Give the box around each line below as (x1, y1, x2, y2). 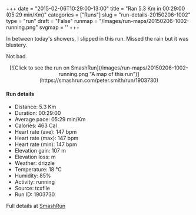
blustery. (6, 41, 28, 48)
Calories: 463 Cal (14, 122, 57, 129)
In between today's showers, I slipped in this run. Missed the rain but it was (6, 35, 189, 42)
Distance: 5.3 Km (14, 103, 57, 111)
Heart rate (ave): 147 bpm (14, 128, 77, 135)
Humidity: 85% (14, 172, 51, 179)
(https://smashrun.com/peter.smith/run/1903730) (39, 77, 159, 84)
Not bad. (6, 53, 28, 59)
